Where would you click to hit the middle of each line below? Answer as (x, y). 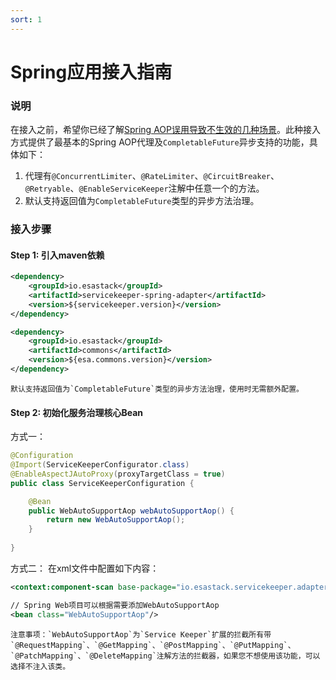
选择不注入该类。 (40, 666)
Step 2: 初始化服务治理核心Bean (77, 412)
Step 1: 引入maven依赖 (57, 255)
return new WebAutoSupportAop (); (116, 520)
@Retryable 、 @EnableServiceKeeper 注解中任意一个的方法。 (144, 188)
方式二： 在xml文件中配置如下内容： (85, 568)
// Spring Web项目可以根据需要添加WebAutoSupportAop (115, 605)
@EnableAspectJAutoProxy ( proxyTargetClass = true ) (118, 474)
